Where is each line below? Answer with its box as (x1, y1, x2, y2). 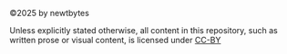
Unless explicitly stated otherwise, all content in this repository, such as (9, 25, 278, 35)
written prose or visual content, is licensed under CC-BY (9, 35, 221, 45)
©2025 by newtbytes (9, 8, 89, 18)
